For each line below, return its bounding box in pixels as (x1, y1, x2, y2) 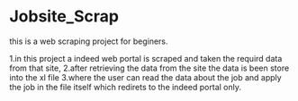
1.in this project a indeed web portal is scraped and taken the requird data (9, 53, 283, 63)
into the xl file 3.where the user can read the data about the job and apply (9, 72, 282, 82)
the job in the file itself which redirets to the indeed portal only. (9, 81, 241, 92)
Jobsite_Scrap (9, 6, 120, 27)
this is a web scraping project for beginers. (9, 36, 168, 46)
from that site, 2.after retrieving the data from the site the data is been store (9, 63, 290, 73)
